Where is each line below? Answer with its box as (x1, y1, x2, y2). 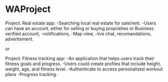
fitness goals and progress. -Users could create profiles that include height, (5, 60, 161, 66)
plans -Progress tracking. (5, 71, 57, 77)
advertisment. (5, 36, 34, 42)
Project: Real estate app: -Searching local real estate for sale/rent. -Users (5, 20, 156, 26)
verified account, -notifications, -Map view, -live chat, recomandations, (5, 30, 151, 36)
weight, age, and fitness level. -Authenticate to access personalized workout (5, 66, 163, 72)
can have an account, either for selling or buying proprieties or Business (5, 25, 154, 31)
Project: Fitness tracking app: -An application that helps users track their (5, 55, 155, 61)
